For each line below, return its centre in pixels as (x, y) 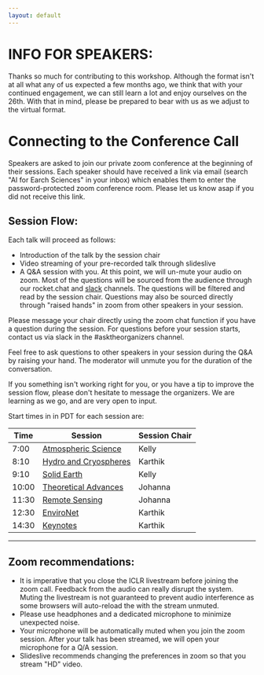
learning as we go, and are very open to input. (82, 401)
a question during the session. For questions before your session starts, (125, 329)
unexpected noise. (49, 622)
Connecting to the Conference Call (124, 141)
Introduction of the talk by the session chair (90, 255)
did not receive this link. (47, 196)
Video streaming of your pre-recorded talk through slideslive (117, 263)
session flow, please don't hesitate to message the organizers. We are (121, 393)
